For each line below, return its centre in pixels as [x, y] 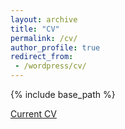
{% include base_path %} [63, 94]
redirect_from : [42, 57]
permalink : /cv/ [44, 38]
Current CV [33, 114]
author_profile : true [55, 47]
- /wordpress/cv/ [50, 66]
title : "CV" [35, 29]
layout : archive [44, 19]
